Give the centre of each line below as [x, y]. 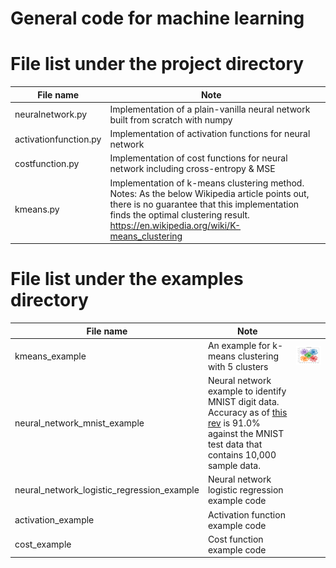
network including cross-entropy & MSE [192, 169]
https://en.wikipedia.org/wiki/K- [175, 225]
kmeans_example [50, 356]
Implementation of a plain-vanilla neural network [210, 109]
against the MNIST [246, 434]
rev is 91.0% [234, 423]
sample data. [234, 466]
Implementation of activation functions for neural [210, 134]
